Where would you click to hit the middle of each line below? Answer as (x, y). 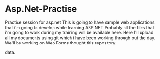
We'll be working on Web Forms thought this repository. (61, 43)
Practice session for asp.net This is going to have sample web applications (80, 22)
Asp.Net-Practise (41, 9)
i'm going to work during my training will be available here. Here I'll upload (79, 32)
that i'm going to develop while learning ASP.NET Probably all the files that (80, 27)
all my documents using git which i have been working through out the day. (80, 38)
